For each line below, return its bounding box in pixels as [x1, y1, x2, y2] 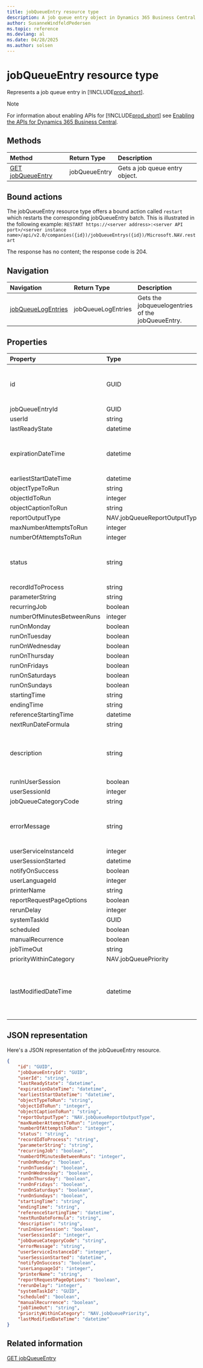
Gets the [137, 294, 162, 302]
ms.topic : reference [7, 25, 59, 32]
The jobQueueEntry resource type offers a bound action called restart [7, 208, 183, 215]
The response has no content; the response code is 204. [7, 248, 148, 255]
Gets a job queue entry [117, 164, 183, 172]
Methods [7, 136, 42, 146]
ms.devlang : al [7, 31, 45, 37]
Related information [7, 1338, 83, 1349]
